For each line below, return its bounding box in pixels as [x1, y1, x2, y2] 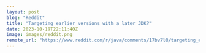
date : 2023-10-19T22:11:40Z [6, 26, 78, 32]
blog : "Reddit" [6, 15, 45, 21]
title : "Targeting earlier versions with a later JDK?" [6, 20, 152, 26]
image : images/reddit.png [6, 32, 72, 38]
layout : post [6, 9, 40, 15]
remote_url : [6, 37, 37, 43]
